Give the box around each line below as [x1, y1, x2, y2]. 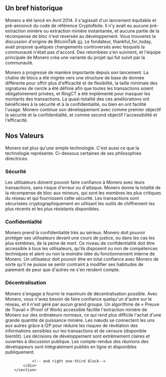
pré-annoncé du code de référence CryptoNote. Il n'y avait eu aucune [5, 22, 149, 28]
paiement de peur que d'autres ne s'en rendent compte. [5, 267, 121, 273]
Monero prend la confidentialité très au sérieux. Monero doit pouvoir [5, 230, 146, 236]
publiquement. [5, 349, 35, 355]
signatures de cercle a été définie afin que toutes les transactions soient [5, 85, 154, 91]
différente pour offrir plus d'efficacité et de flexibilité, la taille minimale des [5, 80, 158, 86]
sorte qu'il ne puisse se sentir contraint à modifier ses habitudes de [5, 262, 144, 268]
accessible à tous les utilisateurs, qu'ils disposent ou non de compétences [5, 246, 158, 252]
